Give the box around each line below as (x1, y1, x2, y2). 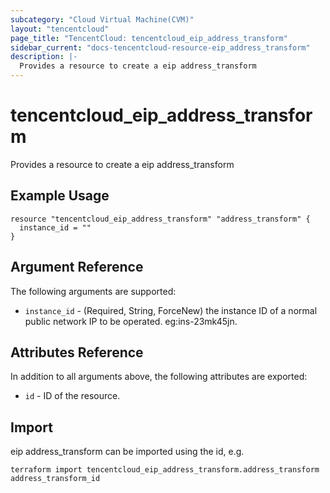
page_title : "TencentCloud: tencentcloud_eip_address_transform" (10, 33, 288, 43)
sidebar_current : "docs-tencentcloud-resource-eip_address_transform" (10, 42, 311, 53)
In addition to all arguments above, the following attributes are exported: (10, 371, 308, 383)
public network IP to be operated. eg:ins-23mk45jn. (24, 315, 238, 327)
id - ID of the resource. (24, 390, 121, 402)
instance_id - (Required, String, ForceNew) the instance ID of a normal (24, 304, 318, 316)
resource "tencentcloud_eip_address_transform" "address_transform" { (10, 214, 311, 224)
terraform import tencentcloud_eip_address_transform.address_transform (10, 465, 320, 475)
